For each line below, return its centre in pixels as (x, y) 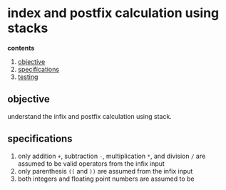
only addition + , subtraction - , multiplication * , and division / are (112, 156)
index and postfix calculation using (113, 13)
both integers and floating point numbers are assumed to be (106, 179)
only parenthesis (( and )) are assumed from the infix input (105, 171)
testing (28, 77)
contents (21, 48)
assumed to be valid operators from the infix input (91, 163)
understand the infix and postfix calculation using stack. (90, 116)
